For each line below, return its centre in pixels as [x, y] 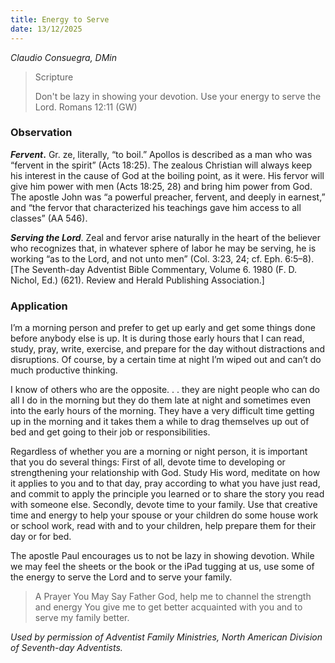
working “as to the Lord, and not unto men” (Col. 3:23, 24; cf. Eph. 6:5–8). [162, 258]
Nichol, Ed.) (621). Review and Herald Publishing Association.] [137, 280]
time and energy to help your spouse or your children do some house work [164, 515]
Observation [41, 133]
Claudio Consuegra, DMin [64, 57]
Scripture [54, 77]
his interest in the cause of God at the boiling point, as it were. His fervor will [167, 175]
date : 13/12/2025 [46, 29]
